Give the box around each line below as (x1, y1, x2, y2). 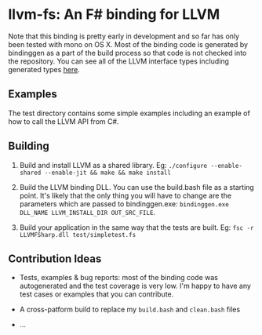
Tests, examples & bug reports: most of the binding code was (19, 273, 218, 282)
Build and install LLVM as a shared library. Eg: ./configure (19, 160, 208, 169)
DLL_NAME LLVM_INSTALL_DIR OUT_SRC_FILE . (19, 207, 155, 217)
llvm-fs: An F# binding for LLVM (8, 5, 220, 24)
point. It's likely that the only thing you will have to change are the (19, 191, 232, 200)
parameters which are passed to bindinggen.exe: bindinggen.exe (19, 198, 229, 209)
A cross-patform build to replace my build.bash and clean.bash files (19, 304, 241, 315)
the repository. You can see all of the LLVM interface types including (8, 56, 230, 66)
